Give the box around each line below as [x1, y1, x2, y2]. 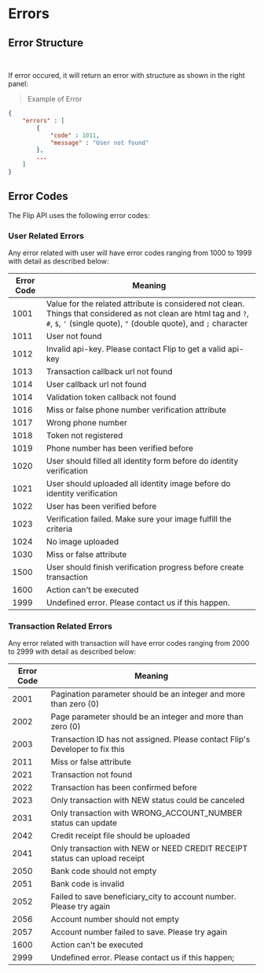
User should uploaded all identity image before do [46, 477, 231, 488]
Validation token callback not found [46, 391, 177, 402]
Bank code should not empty [50, 866, 157, 877]
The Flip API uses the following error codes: [8, 210, 150, 220]
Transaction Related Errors [8, 621, 112, 632]
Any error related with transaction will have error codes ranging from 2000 [8, 639, 250, 648]
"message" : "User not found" [49, 138, 149, 146]
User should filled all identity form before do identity [46, 455, 239, 466]
